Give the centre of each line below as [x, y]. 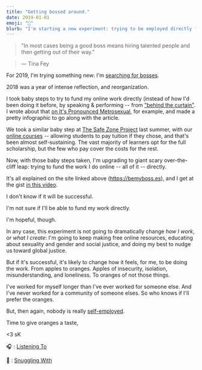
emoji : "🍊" [20, 23]
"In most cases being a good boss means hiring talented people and [106, 46]
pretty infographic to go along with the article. [63, 118]
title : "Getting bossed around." [48, 12]
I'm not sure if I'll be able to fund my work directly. [69, 208]
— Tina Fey [35, 64]
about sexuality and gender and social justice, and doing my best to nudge [99, 244]
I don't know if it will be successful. [50, 197]
